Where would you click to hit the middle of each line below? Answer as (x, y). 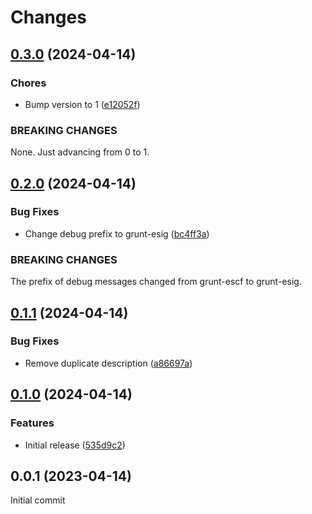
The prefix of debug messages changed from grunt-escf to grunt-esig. (156, 282)
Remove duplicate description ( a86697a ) (108, 363)
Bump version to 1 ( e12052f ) (82, 104)
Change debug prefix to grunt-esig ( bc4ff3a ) (117, 233)
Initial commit (38, 500)
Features (32, 423)
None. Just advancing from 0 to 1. (80, 152)
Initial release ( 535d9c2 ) (75, 445)
